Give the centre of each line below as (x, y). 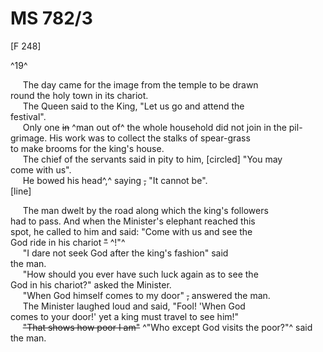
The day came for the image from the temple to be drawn (140, 84)
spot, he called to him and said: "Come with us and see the (131, 231)
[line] (21, 191)
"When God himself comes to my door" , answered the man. (146, 295)
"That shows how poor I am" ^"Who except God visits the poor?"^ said (167, 327)
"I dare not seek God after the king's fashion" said (125, 253)
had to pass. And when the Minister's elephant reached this (133, 221)
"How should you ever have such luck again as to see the (140, 274)
